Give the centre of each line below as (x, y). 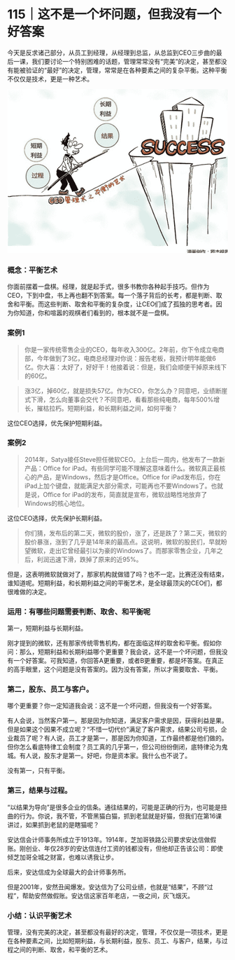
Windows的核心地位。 (56, 503)
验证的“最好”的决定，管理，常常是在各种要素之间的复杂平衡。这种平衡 (126, 70)
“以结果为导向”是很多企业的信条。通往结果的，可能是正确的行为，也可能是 (114, 807)
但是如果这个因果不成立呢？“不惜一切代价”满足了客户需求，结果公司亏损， (114, 729)
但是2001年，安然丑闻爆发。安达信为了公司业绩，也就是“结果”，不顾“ (107, 886)
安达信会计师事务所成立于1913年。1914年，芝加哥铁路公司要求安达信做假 (112, 839)
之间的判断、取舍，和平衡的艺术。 (62, 949)
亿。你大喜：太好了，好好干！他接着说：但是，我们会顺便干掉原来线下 (126, 367)
